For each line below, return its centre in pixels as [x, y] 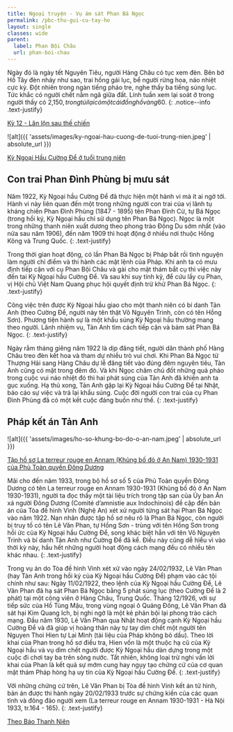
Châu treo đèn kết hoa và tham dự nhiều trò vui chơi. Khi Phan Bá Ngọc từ [113, 355]
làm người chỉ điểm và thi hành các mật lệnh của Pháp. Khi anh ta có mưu [112, 262]
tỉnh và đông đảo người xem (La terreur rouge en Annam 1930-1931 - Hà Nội [116, 700]
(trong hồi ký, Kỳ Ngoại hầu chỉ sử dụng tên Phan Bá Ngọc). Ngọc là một [111, 218]
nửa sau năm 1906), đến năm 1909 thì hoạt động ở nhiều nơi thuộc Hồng [111, 233]
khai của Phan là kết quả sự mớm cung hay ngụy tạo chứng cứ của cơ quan [115, 664]
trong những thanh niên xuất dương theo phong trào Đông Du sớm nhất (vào [116, 226]
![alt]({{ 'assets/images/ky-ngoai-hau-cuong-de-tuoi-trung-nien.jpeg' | [109, 136]
